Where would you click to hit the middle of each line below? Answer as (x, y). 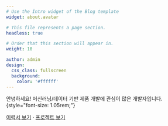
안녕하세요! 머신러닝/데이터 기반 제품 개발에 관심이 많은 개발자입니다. (84, 99)
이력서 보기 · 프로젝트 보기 (36, 117)
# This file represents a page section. (56, 28)
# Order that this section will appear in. (60, 44)
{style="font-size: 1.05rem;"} (41, 105)
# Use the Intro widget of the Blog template (62, 11)
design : (16, 65)
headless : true (25, 33)
